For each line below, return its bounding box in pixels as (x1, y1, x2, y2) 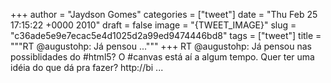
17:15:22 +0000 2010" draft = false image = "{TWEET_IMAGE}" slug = (10, 19, 297, 31)
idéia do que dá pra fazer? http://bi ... (10, 62, 164, 73)
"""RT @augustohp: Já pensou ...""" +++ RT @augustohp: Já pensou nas (10, 40, 312, 52)
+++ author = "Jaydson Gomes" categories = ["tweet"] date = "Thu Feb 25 (10, 9, 318, 20)
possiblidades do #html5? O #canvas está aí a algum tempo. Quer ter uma (10, 51, 315, 63)
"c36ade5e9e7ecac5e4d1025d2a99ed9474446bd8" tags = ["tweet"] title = (10, 30, 322, 41)
